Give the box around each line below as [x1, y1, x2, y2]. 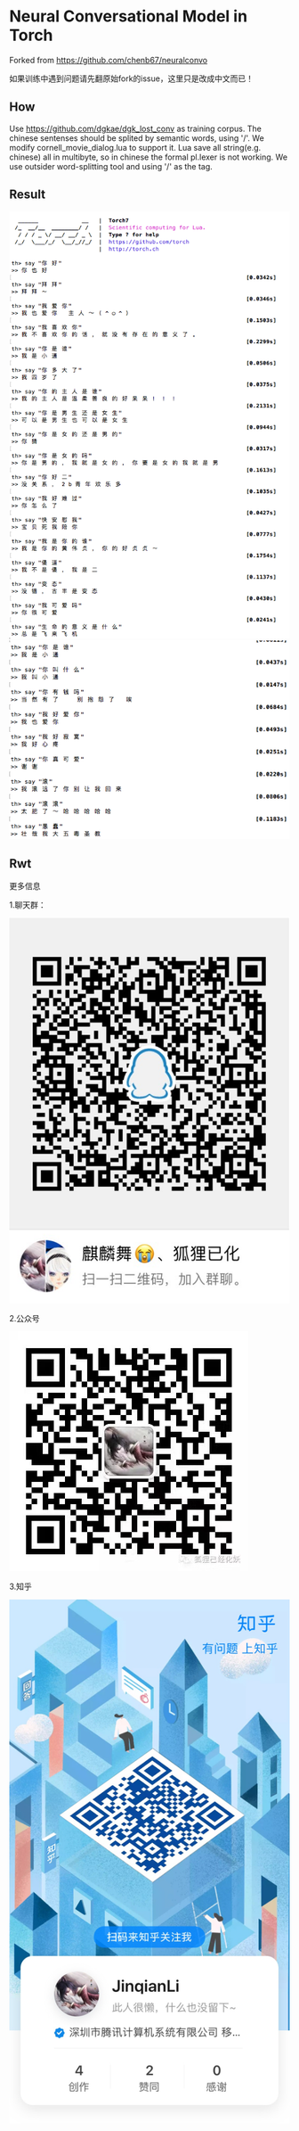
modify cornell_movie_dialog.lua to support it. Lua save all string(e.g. [9, 142, 262, 152]
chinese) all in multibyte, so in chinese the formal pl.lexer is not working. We [9, 152, 287, 162]
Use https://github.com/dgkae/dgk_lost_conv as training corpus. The [9, 123, 263, 134]
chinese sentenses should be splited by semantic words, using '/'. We [9, 132, 264, 144]
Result [9, 187, 46, 202]
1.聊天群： [9, 900, 46, 910]
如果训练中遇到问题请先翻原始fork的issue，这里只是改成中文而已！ [9, 73, 254, 84]
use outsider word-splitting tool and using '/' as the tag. [9, 160, 214, 171]
